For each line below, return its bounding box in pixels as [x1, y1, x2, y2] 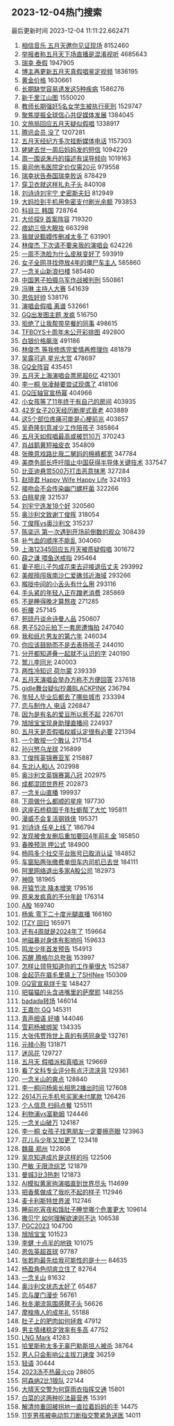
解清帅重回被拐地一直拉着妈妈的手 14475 [21, 1402, 138, 1411]
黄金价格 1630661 [21, 76, 72, 84]
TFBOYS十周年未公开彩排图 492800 [21, 327, 125, 336]
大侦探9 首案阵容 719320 [21, 215, 93, 223]
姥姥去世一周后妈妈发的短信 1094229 [21, 145, 128, 154]
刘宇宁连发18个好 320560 [21, 501, 95, 509]
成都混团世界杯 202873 [21, 779, 89, 787]
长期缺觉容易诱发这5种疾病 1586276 [21, 84, 125, 92]
